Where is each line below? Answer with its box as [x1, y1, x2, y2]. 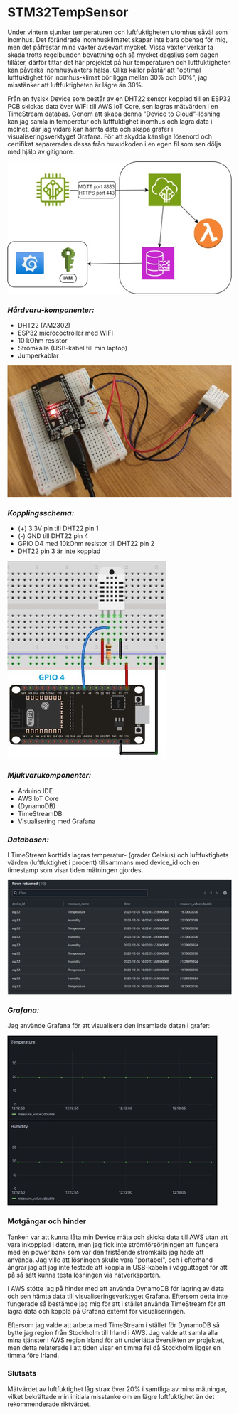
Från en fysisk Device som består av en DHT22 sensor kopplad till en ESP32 [7, 94, 231, 103]
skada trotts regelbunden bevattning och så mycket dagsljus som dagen [7, 50, 219, 59]
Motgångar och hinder [7, 1216, 87, 1226]
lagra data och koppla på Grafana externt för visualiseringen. [7, 1307, 186, 1315]
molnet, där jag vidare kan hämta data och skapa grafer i [7, 124, 174, 133]
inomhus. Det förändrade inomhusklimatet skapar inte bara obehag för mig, [7, 35, 228, 43]
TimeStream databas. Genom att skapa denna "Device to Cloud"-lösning [7, 109, 221, 118]
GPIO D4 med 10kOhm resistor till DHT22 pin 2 [17, 540, 155, 548]
